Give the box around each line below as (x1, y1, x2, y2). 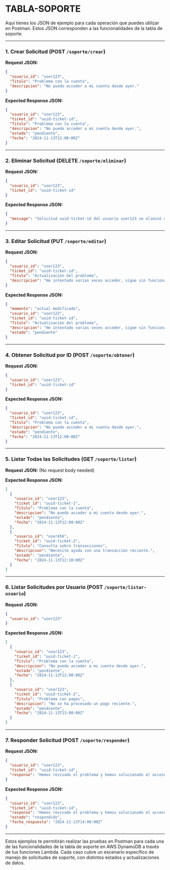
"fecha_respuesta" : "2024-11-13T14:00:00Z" (10, 820, 103, 825)
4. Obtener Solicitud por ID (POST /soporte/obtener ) (5, 351, 135, 358)
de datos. (5, 859, 25, 865)
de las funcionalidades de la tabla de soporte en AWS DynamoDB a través (5, 843, 159, 850)
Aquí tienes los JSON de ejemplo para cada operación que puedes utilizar (5, 20, 159, 26)
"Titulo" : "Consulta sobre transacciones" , (14, 543, 108, 548)
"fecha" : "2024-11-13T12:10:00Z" (14, 558, 85, 563)
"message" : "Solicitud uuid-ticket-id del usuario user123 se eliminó (10, 216, 162, 221)
